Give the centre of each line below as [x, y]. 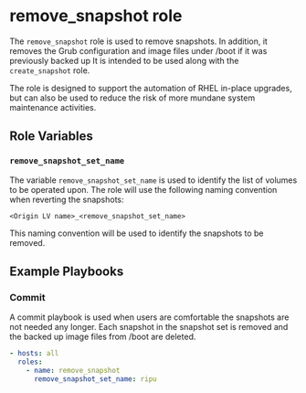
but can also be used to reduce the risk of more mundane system [132, 98]
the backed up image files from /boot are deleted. [103, 337]
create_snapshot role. [50, 70]
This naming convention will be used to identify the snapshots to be [137, 233]
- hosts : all [34, 354]
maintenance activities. [53, 107]
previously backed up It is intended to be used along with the [124, 60]
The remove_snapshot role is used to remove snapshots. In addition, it [138, 41]
